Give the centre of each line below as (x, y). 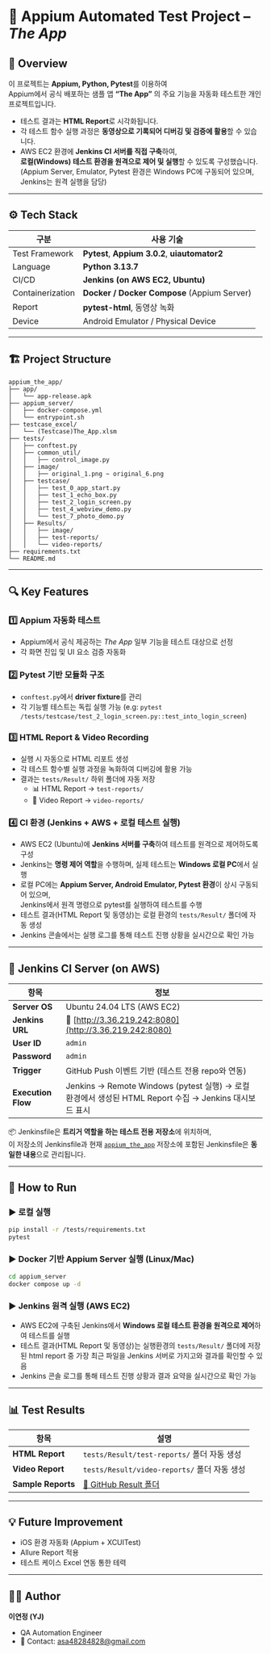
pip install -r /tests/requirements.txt (77, 1229)
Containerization (44, 292)
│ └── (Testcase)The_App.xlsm (63, 431)
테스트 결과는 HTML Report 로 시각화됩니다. (89, 121)
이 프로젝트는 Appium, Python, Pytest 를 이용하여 (88, 84)
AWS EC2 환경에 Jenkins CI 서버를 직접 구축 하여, (98, 151)
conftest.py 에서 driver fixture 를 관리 (81, 697)
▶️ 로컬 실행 (29, 1212)
